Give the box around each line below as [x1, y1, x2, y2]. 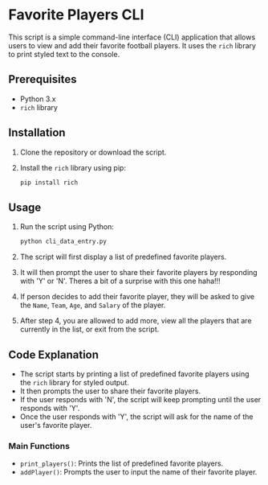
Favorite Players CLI [8, 6, 144, 24]
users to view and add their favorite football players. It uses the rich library [8, 40, 257, 50]
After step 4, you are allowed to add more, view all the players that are [19, 316, 252, 326]
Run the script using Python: [19, 222, 114, 232]
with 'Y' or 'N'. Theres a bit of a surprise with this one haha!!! [19, 276, 221, 286]
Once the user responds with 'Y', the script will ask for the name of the [19, 412, 254, 421]
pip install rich [19, 179, 79, 187]
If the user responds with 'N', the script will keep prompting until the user [19, 394, 262, 404]
